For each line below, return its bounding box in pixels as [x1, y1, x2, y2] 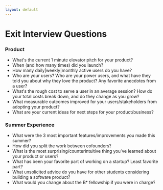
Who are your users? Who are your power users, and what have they [12, 73, 151, 79]
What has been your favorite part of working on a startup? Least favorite [12, 159, 158, 164]
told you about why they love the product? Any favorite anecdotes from [12, 78, 156, 84]
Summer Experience [5, 121, 55, 128]
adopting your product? [12, 104, 60, 110]
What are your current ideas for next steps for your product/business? [12, 109, 154, 115]
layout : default [5, 7, 38, 12]
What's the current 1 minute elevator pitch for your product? [12, 57, 133, 63]
